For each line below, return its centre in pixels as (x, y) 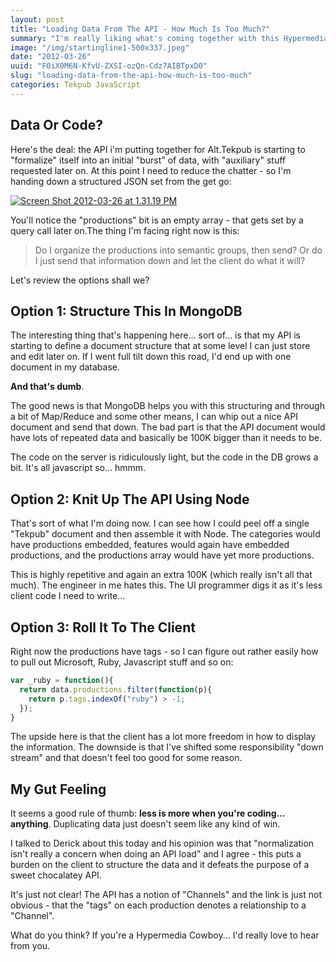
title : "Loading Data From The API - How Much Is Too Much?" (140, 29)
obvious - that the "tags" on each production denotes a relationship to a (158, 905)
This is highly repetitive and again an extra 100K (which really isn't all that (161, 575)
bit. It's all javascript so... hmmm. (78, 468)
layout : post (37, 19)
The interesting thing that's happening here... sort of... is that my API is (155, 335)
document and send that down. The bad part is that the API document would (168, 427)
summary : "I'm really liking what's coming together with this (145, 38)
